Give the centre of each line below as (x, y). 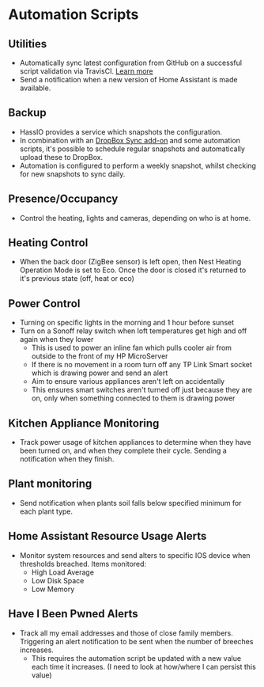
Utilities (28, 44)
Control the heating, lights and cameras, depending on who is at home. (135, 218)
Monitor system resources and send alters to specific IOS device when (135, 555)
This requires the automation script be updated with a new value (136, 658)
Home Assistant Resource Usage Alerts (107, 536)
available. (35, 88)
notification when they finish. (67, 459)
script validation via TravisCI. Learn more (86, 71)
